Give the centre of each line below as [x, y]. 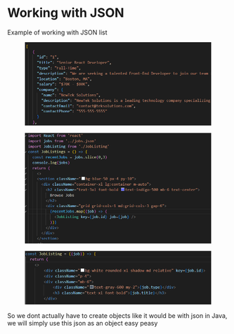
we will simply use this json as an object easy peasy [83, 323]
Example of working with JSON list [57, 32]
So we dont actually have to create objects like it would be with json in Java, [117, 315]
